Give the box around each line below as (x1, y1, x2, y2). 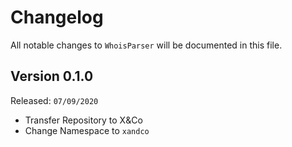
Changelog (10, 6, 104, 29)
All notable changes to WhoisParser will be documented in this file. (10, 39, 283, 51)
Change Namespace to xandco (24, 124, 150, 136)
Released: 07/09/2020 (10, 94, 99, 106)
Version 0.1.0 (10, 68, 94, 85)
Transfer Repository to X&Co (24, 114, 143, 126)
